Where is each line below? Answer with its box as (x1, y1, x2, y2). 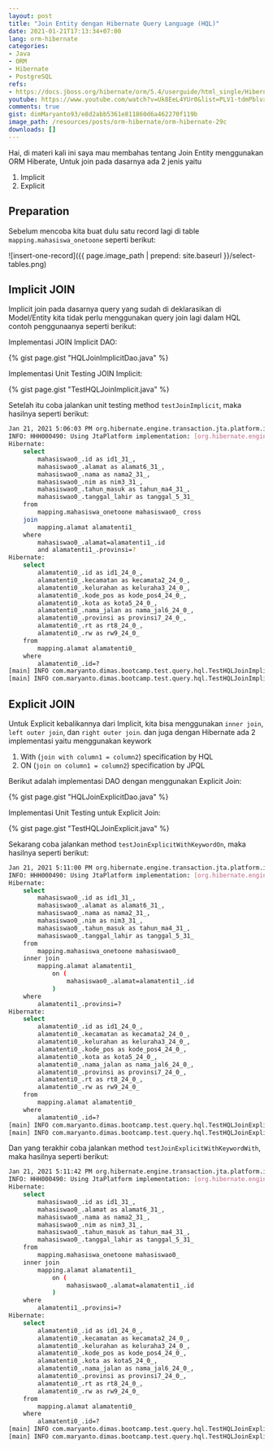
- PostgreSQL (8, 72, 53, 81)
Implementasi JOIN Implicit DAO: (8, 337, 118, 347)
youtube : (8, 95, 38, 103)
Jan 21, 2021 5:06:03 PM (8, 425, 93, 433)
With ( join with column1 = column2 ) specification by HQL (19, 751, 214, 761)
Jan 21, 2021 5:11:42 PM (8, 1167, 93, 1176)
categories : (8, 42, 49, 50)
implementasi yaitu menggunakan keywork (8, 736, 152, 746)
